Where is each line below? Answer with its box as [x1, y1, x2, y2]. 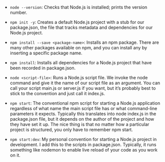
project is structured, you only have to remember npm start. [9, 127, 133, 133]
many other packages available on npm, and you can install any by [9, 45, 147, 50]
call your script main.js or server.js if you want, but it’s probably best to [9, 85, 156, 91]
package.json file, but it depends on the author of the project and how [9, 116, 154, 122]
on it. [9, 152, 21, 158]
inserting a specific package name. [9, 50, 82, 56]
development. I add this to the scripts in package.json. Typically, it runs [9, 142, 156, 148]
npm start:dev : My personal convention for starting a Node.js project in [9, 137, 157, 142]
